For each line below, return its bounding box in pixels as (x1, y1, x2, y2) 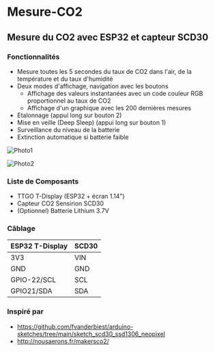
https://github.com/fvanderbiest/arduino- (16, 323, 134, 331)
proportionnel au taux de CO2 (27, 97, 111, 105)
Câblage (7, 224, 35, 234)
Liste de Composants (7, 176, 79, 186)
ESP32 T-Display (10, 241, 68, 251)
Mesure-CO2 (7, 4, 83, 20)
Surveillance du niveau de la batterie (16, 125, 120, 134)
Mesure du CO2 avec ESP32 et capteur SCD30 (7, 32, 209, 43)
